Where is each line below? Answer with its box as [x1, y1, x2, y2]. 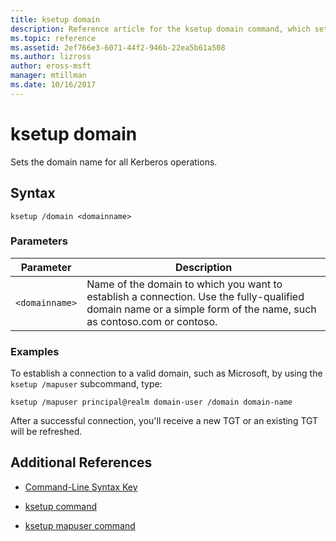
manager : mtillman [10, 71, 87, 81]
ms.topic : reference [10, 33, 97, 43]
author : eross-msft [10, 61, 92, 71]
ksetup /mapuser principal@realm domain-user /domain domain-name [10, 397, 293, 408]
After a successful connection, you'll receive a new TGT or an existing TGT [10, 415, 319, 427]
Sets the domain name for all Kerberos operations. [10, 156, 218, 168]
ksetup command [24, 500, 98, 512]
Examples [10, 344, 60, 358]
